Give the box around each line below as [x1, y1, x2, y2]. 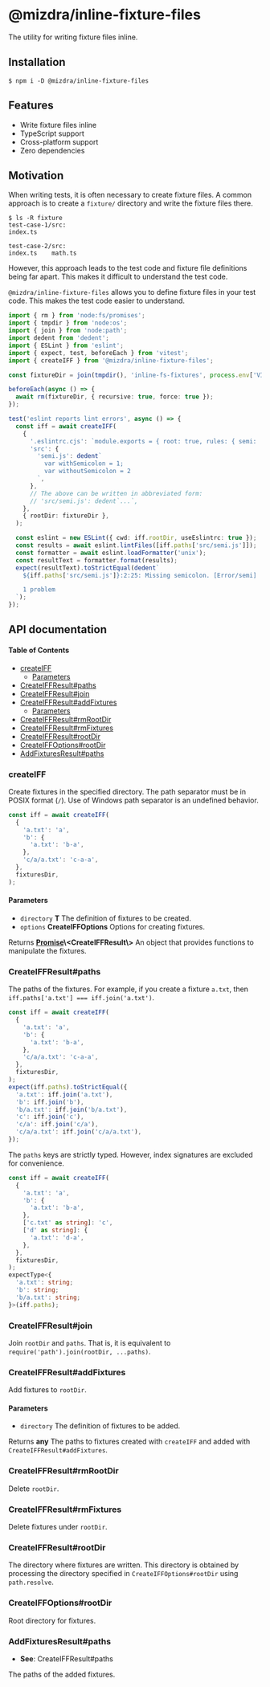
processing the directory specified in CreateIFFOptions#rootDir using [8, 1569, 239, 1579]
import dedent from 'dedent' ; [8, 334, 110, 342]
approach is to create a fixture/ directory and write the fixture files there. [8, 198, 253, 208]
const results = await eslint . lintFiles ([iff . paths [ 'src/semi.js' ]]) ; [15, 541, 257, 549]
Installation [8, 55, 66, 69]
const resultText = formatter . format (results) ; [15, 556, 178, 564]
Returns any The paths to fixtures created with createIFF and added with [8, 1436, 251, 1447]
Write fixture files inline [19, 120, 97, 129]
